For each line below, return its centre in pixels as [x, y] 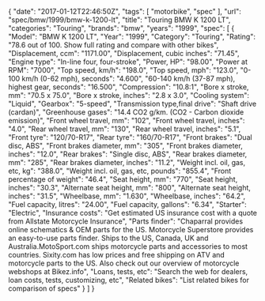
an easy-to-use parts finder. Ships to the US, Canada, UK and [108, 238]
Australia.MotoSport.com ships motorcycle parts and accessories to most [128, 246]
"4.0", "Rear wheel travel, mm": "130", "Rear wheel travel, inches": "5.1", [125, 129]
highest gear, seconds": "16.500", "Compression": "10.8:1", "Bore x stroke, [129, 87]
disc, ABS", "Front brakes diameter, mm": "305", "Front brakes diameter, [125, 146]
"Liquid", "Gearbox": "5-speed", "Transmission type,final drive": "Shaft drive [132, 103]
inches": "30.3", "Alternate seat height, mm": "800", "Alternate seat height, [130, 188]
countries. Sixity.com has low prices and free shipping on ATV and [117, 255]
